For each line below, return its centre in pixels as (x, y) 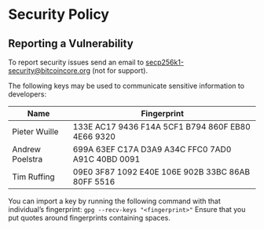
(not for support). (120, 71)
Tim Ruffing (33, 177)
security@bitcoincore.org (49, 71)
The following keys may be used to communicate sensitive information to (126, 86)
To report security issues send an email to (76, 62)
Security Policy (59, 15)
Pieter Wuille (35, 131)
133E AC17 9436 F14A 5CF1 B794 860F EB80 (162, 127)
